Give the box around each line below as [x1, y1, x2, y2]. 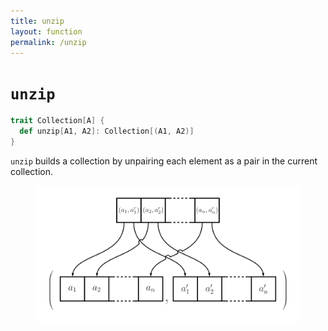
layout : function [10, 26, 83, 37]
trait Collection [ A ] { [10, 116, 105, 126]
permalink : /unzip [10, 37, 87, 47]
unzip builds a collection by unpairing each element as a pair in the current [10, 155, 318, 167]
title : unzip [10, 16, 65, 26]
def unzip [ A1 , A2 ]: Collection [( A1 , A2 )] [19, 126, 195, 137]
